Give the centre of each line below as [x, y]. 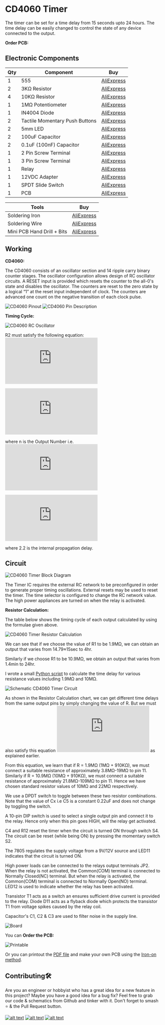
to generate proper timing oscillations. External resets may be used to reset [82, 590]
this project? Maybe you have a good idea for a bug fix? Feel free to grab [79, 995]
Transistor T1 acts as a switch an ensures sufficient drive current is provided [82, 896]
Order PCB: [17, 42]
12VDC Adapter [40, 177]
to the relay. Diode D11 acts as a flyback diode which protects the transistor [81, 902]
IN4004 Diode [38, 113]
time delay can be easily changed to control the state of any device [73, 28]
